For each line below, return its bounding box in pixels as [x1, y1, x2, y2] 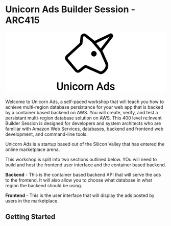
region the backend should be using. [5, 182, 83, 188]
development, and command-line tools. [5, 131, 88, 137]
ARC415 [5, 14, 40, 26]
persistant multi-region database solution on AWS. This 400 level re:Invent [5, 115, 162, 121]
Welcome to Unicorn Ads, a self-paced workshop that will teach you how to [5, 98, 164, 105]
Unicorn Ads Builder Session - [5, 4, 135, 15]
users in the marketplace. [5, 197, 59, 204]
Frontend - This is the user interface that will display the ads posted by [5, 192, 155, 198]
